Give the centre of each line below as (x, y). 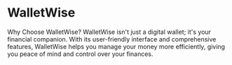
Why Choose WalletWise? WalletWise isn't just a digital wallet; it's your (109, 32)
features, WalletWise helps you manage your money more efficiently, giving (116, 46)
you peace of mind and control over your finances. (80, 54)
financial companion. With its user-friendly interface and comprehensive (112, 39)
